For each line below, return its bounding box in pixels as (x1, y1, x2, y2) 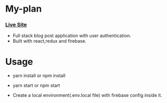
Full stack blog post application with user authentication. (12, 32, 131, 39)
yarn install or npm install (12, 73, 66, 79)
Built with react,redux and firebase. (12, 38, 87, 44)
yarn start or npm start (12, 82, 60, 89)
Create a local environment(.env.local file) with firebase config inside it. (12, 92, 162, 98)
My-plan (5, 3, 42, 15)
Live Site (5, 21, 27, 28)
